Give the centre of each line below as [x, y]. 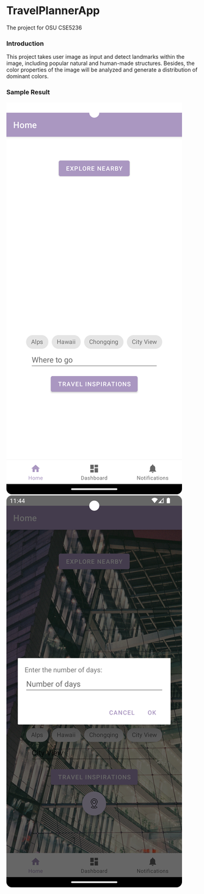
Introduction [25, 43]
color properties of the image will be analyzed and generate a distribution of [102, 70]
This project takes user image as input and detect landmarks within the [96, 57]
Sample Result [28, 92]
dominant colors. [27, 77]
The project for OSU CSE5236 [44, 28]
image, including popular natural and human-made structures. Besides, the [101, 63]
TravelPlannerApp [53, 11]
